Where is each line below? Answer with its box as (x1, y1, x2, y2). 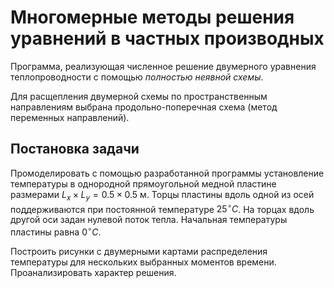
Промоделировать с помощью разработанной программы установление (10, 167, 325, 179)
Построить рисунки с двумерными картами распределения (10, 245, 268, 257)
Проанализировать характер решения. (10, 266, 177, 278)
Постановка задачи (10, 141, 140, 158)
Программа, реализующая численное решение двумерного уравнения (10, 60, 317, 72)
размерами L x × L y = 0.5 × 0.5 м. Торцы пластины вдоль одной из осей (10, 188, 315, 203)
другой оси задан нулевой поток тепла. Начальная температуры (10, 214, 288, 226)
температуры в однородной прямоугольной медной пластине (10, 177, 277, 190)
